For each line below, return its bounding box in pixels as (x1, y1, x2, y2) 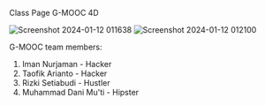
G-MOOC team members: (9, 42, 103, 52)
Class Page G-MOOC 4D (9, 8, 99, 18)
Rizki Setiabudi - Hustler (21, 78, 110, 87)
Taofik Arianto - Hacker (21, 68, 108, 79)
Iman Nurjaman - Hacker (21, 59, 112, 69)
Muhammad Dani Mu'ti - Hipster (21, 87, 140, 97)
